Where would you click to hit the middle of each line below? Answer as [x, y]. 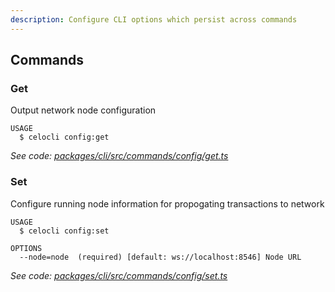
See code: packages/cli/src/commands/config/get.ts [119, 156]
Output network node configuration [83, 110]
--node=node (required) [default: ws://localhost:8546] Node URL [160, 257]
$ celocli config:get [64, 137]
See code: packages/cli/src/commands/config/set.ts [119, 275]
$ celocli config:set [64, 231]
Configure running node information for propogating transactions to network [167, 203]
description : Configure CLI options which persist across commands [154, 19]
